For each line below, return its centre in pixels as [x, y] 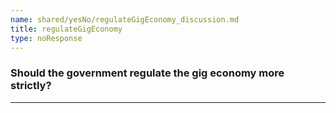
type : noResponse [46, 38]
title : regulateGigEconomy [66, 29]
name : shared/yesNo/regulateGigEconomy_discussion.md [125, 19]
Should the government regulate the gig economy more [147, 73]
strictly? [31, 86]
